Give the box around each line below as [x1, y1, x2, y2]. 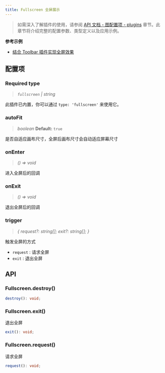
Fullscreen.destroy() [5, 285, 55, 292]
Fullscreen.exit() [5, 307, 46, 314]
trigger [5, 217, 22, 224]
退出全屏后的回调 [5, 204, 40, 210]
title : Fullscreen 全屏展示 [5, 7, 60, 12]
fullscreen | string [17, 91, 55, 97]
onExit [5, 182, 21, 189]
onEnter [5, 149, 25, 155]
